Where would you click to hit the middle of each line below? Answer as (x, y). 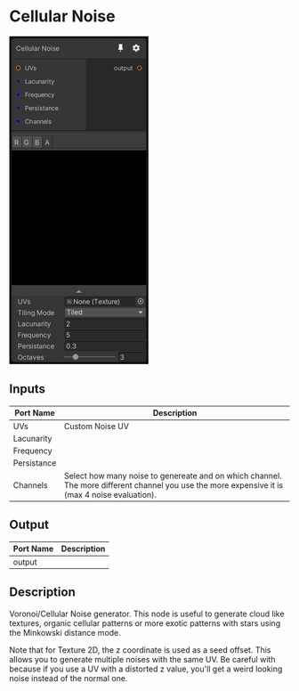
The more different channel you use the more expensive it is (173, 485)
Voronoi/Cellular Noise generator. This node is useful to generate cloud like (147, 614)
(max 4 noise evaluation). (110, 494)
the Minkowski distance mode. (65, 632)
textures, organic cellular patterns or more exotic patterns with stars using (145, 623)
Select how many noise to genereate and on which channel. (173, 476)
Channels (30, 485)
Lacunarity (32, 438)
